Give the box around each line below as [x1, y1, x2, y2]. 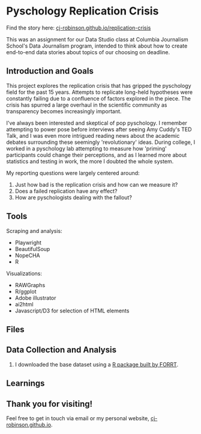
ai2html [14, 300, 34, 308]
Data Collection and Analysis [6, 345, 117, 355]
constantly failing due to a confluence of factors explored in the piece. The [6, 95, 191, 102]
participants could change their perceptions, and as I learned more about [6, 151, 187, 158]
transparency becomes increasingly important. [6, 107, 122, 115]
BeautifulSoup [14, 245, 50, 252]
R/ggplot [14, 288, 37, 295]
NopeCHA [14, 252, 40, 259]
